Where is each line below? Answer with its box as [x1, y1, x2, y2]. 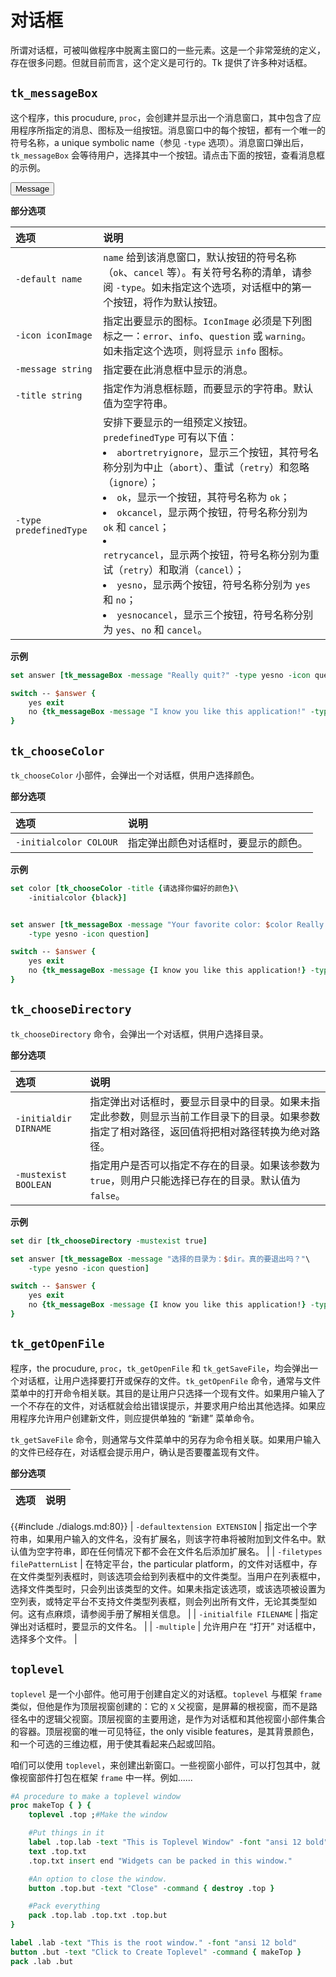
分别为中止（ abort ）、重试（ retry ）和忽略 [113, 460, 310, 474]
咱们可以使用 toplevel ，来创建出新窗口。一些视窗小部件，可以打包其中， [10, 1759, 312, 1771]
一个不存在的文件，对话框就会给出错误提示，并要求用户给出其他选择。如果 [10, 1399, 317, 1411]
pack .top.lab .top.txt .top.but [28, 1911, 168, 1921]
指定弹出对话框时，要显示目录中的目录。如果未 [89, 1094, 311, 1108]
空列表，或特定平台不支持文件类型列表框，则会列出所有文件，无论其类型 [10, 1595, 308, 1607]
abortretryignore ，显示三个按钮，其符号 [116, 445, 310, 459]
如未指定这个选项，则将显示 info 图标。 [103, 344, 290, 358]
